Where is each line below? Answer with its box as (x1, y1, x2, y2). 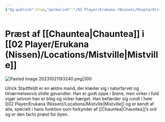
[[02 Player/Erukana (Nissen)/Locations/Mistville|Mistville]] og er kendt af (5, 101, 154, 107)
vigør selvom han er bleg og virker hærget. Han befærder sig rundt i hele (5, 96, 152, 101)
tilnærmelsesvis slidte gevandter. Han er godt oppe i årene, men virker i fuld (5, 90, 159, 96)
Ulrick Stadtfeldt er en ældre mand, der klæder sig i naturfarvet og (5, 85, 139, 91)
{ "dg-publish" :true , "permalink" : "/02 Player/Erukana (5, 7, 115, 12)
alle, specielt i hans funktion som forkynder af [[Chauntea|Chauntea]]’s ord (5, 106, 157, 112)
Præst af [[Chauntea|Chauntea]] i (5, 28, 144, 39)
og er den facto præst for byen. (5, 111, 69, 117)
